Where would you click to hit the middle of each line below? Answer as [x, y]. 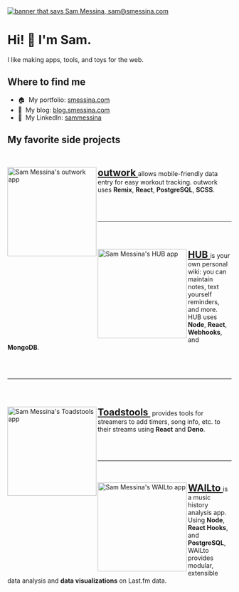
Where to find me [47, 82]
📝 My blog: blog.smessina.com [64, 110]
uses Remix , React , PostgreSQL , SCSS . [156, 189]
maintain [201, 279]
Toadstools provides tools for [151, 412]
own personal [208, 264]
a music [200, 497]
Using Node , [207, 520]
